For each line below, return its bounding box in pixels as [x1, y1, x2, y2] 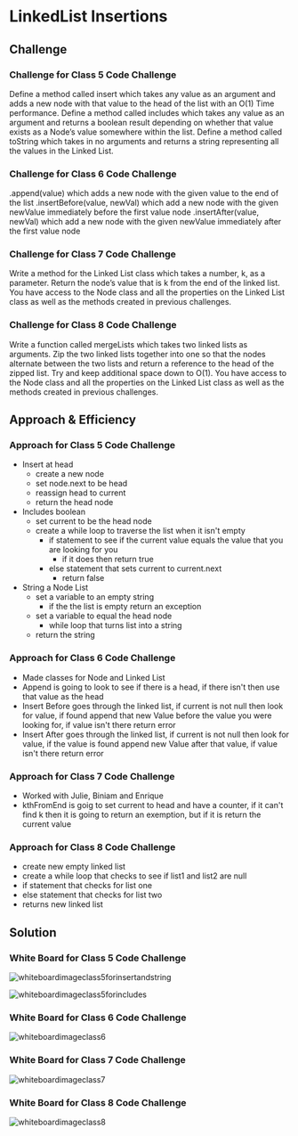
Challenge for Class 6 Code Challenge [9, 168, 177, 180]
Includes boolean [21, 506, 86, 518]
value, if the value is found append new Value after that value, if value [21, 738, 278, 749]
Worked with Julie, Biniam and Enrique [21, 790, 165, 801]
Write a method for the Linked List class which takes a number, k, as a [9, 268, 265, 279]
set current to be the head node [35, 516, 153, 527]
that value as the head [21, 691, 104, 701]
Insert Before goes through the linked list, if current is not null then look [21, 700, 284, 711]
